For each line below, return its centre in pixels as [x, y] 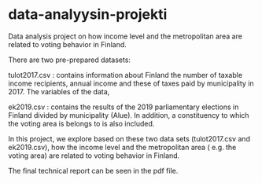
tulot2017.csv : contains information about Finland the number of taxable [125, 75]
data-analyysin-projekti [88, 15]
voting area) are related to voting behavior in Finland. [94, 156]
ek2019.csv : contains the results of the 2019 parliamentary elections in [124, 107]
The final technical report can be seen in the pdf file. [93, 170]
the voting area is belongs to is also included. [81, 123]
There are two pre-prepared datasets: [70, 60]
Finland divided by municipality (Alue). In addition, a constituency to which [129, 115]
